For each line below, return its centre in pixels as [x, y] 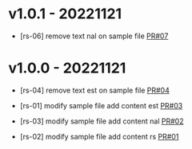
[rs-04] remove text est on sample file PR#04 [94, 90]
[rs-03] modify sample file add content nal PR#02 [102, 121]
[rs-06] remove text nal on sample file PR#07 [94, 36]
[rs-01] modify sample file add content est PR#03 [101, 105]
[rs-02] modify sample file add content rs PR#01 [99, 136]
